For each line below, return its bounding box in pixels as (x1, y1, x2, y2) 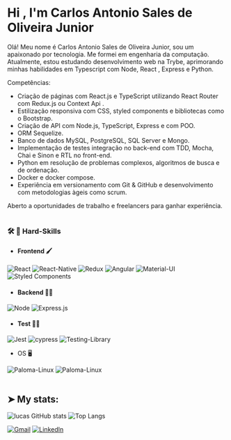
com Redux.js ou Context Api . (17, 99, 104, 107)
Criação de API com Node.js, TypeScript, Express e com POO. (17, 121, 196, 129)
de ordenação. (17, 166, 60, 174)
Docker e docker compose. (17, 173, 96, 182)
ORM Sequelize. (17, 129, 64, 137)
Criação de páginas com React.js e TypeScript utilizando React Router (17, 92, 218, 100)
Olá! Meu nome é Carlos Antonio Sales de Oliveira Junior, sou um (7, 42, 194, 51)
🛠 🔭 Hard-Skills (7, 226, 61, 236)
